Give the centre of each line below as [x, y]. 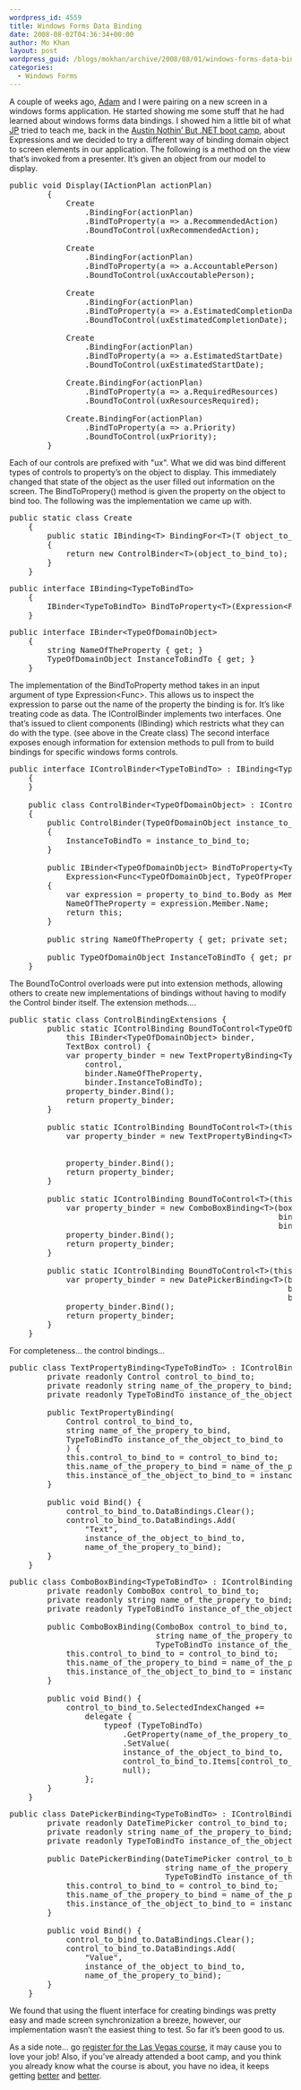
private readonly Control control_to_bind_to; [151, 1376]
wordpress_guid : [39, 59]
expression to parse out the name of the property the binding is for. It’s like [147, 704]
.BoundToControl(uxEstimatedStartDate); [175, 365]
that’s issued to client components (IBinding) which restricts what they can [147, 723]
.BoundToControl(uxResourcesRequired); [172, 401]
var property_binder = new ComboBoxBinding [163, 1208]
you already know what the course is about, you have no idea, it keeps [139, 2066]
